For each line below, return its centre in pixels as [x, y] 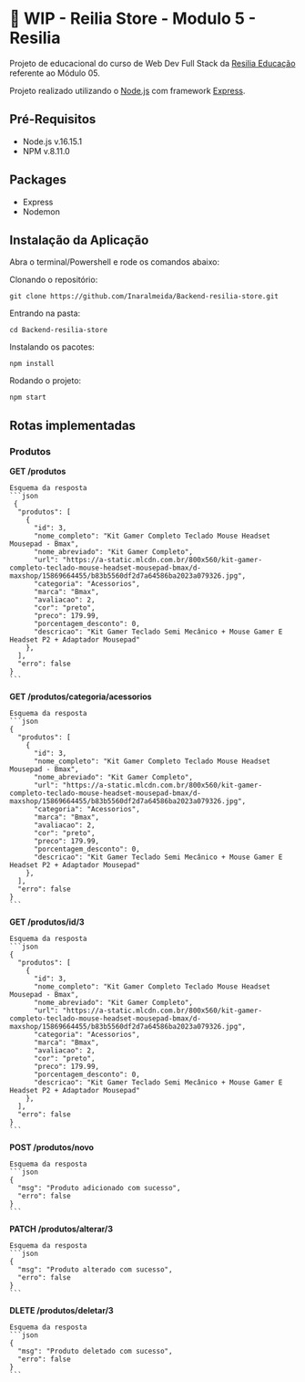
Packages [38, 180]
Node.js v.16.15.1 [52, 141]
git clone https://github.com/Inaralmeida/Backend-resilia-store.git [144, 297]
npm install [32, 364]
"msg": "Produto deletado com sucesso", [95, 1351]
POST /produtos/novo [51, 1147]
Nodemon [41, 211]
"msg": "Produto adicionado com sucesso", [99, 1188]
